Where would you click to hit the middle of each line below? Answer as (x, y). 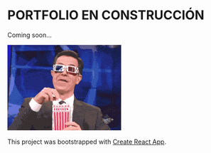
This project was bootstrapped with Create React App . (87, 142)
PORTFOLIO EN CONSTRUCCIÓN (106, 15)
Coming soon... (29, 35)
